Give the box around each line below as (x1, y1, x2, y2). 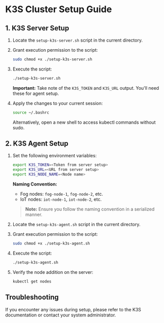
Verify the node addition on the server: (12, 269, 94, 275)
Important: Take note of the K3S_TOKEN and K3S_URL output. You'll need (12, 85, 159, 91)
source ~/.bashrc (12, 110, 50, 115)
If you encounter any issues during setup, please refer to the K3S (5, 306, 142, 312)
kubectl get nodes (12, 279, 52, 284)
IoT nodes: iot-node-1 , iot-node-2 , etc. (20, 196, 102, 202)
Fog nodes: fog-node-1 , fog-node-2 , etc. (20, 191, 103, 197)
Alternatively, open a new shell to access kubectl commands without (12, 119, 156, 125)
